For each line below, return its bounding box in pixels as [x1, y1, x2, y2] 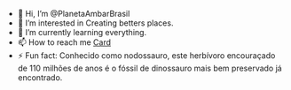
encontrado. [17, 72, 63, 83]
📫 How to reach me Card [17, 37, 112, 48]
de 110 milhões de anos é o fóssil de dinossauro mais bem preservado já [17, 63, 282, 73]
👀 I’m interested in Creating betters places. [17, 18, 174, 28]
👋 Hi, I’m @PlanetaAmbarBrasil [17, 9, 130, 19]
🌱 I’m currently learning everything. [17, 27, 147, 37]
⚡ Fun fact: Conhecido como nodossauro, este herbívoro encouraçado [17, 50, 276, 61]
